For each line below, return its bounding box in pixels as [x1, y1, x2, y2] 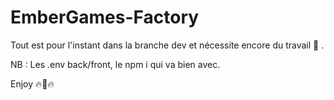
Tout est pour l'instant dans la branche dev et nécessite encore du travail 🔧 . [10, 39, 325, 51]
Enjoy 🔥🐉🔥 [10, 77, 55, 90]
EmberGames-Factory [10, 6, 200, 29]
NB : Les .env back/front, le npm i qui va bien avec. [10, 58, 221, 70]
